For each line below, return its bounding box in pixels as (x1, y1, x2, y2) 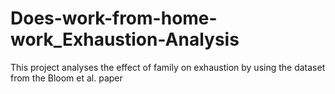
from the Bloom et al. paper (10, 72, 123, 84)
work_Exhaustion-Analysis (10, 28, 240, 51)
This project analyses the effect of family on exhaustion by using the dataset (10, 61, 326, 73)
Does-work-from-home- (10, 7, 218, 30)
